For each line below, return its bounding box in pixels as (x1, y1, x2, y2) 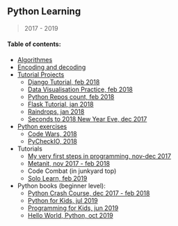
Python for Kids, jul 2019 (27, 197, 99, 205)
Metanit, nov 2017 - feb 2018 (27, 160, 110, 168)
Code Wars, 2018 (27, 130, 78, 138)
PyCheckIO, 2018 (27, 137, 78, 146)
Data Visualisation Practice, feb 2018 (27, 85, 133, 93)
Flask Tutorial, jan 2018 (27, 100, 94, 109)
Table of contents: (7, 40, 61, 48)
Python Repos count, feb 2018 (27, 93, 115, 101)
